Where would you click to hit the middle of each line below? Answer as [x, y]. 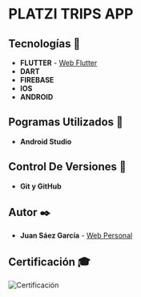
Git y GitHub [40, 186]
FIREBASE [37, 80]
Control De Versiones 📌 [67, 167]
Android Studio [46, 141]
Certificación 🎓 [49, 262]
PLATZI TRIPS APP [71, 14]
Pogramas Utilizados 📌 [66, 122]
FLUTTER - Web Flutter [58, 63]
